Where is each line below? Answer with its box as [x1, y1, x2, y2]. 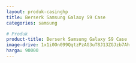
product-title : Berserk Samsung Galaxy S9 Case [6, 37, 128, 43]
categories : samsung [6, 20, 58, 26]
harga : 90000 [6, 47, 39, 54]
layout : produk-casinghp [6, 8, 68, 15]
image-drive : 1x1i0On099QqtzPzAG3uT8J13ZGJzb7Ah [6, 42, 130, 48]
